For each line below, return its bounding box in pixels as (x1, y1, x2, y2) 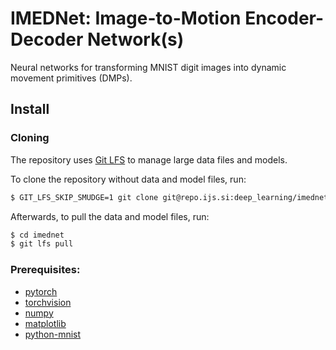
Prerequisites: (10, 263, 81, 277)
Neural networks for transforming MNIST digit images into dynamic (10, 61, 287, 73)
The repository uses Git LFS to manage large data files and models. (10, 153, 288, 166)
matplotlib (24, 317, 67, 329)
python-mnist (24, 328, 82, 340)
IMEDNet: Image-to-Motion (10, 7, 242, 30)
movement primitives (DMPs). (10, 72, 133, 84)
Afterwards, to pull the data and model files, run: (10, 210, 210, 222)
